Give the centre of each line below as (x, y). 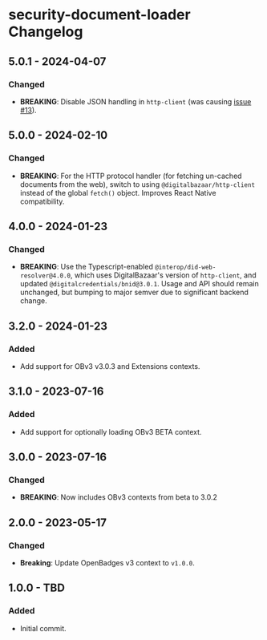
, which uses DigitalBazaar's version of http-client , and (164, 275)
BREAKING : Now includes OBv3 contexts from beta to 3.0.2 (119, 497)
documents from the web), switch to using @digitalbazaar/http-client (137, 184)
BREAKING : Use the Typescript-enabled (87, 267)
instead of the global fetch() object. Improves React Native (118, 192)
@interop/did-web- (186, 267)
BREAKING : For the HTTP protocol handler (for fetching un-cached (131, 176)
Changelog (46, 32)
